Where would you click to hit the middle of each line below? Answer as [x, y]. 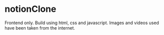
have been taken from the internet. [40, 28]
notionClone [30, 9]
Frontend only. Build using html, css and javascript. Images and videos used [82, 23]
